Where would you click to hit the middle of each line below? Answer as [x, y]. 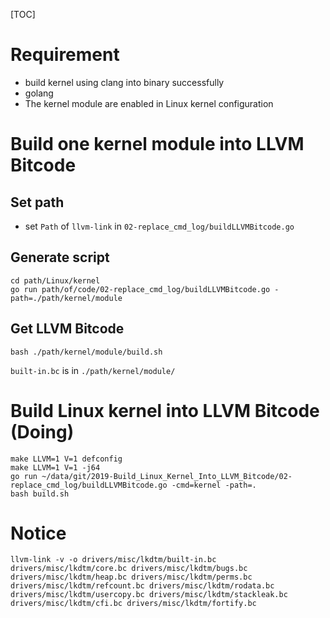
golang [39, 93]
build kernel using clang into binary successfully [124, 82]
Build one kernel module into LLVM [157, 144]
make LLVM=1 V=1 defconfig [66, 459]
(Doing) [42, 431]
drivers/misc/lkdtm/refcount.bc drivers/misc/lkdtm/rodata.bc [142, 586]
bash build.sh [40, 494]
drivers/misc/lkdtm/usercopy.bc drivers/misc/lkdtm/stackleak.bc [149, 595]
